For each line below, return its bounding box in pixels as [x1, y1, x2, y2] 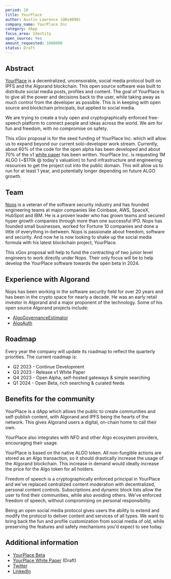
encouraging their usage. [5, 439, 58, 446]
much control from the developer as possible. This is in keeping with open [5, 99, 161, 106]
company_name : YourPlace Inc [5, 21, 67, 27]
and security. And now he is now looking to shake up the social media [5, 234, 152, 240]
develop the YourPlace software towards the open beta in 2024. [5, 260, 140, 267]
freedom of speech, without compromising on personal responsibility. [5, 497, 152, 504]
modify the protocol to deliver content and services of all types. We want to [5, 513, 164, 519]
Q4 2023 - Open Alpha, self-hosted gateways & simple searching [12, 374, 151, 380]
